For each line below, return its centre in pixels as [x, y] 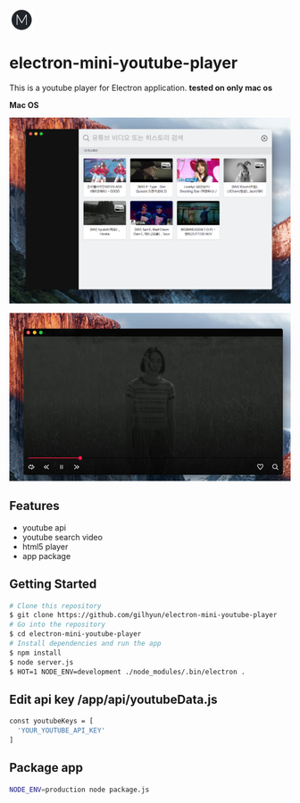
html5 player [45, 547]
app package [46, 556]
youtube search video [62, 537]
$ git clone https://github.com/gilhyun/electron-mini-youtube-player [143, 615]
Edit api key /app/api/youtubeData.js [113, 699]
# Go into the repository [57, 625]
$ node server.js [42, 662]
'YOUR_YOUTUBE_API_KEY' [61, 731]
